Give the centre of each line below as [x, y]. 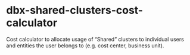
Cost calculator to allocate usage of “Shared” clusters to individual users [95, 39]
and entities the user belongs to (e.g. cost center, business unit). [85, 46]
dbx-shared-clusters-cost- [75, 10]
